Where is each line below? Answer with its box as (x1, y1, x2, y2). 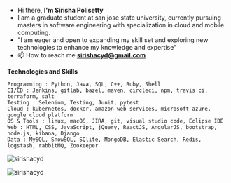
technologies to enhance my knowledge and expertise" (17, 43, 177, 51)
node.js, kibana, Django (7, 130, 80, 137)
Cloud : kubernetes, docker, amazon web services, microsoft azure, (7, 105, 211, 112)
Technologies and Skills (7, 67, 78, 76)
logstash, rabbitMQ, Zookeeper (7, 142, 99, 149)
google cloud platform (7, 111, 73, 118)
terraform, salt (7, 93, 55, 100)
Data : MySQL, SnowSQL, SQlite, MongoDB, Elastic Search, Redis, (7, 136, 202, 143)
